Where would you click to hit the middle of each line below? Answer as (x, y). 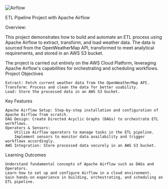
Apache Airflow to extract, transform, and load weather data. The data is (80, 42)
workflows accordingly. (30, 141)
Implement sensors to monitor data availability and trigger (79, 137)
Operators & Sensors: (28, 128)
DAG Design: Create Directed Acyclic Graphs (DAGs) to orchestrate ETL (82, 119)
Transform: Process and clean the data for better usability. (72, 87)
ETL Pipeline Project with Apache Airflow (48, 17)
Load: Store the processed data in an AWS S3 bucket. (63, 92)
